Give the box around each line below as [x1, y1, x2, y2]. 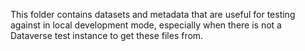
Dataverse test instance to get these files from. [10, 30, 204, 41]
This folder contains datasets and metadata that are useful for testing [10, 9, 296, 20]
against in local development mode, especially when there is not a [10, 19, 282, 31]
